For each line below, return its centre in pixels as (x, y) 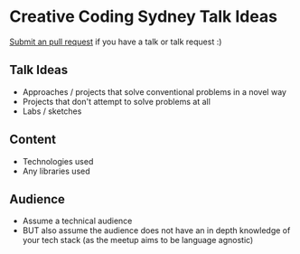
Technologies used (58, 161)
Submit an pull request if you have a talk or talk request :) (116, 42)
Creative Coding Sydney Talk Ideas (144, 17)
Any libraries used (56, 171)
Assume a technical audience (77, 221)
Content (33, 140)
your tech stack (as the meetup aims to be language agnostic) (138, 240)
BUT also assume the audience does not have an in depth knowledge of (156, 230)
